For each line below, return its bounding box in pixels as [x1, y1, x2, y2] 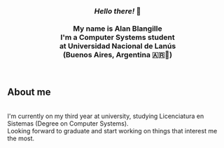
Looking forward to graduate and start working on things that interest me [7, 127, 218, 135]
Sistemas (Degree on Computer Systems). [7, 119, 129, 128]
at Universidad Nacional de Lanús [59, 41, 176, 51]
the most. [7, 134, 35, 142]
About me [7, 86, 51, 98]
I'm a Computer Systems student [60, 32, 175, 42]
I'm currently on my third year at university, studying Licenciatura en [7, 112, 204, 121]
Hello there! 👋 [94, 6, 141, 16]
